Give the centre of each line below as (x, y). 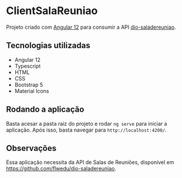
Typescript (28, 66)
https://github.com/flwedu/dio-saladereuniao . (61, 169)
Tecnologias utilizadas (48, 46)
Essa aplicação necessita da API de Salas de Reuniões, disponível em (90, 162)
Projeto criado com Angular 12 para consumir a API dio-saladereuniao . (91, 27)
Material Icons (32, 91)
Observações (31, 148)
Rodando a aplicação (45, 110)
